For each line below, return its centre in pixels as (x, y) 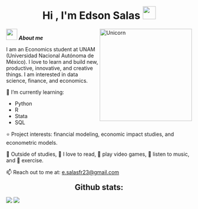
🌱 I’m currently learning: (35, 92)
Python (23, 103)
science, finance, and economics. (47, 80)
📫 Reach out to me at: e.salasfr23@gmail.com (63, 172)
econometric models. (32, 142)
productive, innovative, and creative (49, 68)
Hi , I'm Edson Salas (91, 16)
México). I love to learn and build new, (52, 61)
